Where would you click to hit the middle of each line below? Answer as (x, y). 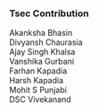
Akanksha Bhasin (41, 33)
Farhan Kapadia (38, 71)
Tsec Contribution (49, 13)
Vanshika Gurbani (42, 62)
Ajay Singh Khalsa (42, 52)
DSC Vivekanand (40, 99)
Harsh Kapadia (37, 81)
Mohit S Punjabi (38, 90)
